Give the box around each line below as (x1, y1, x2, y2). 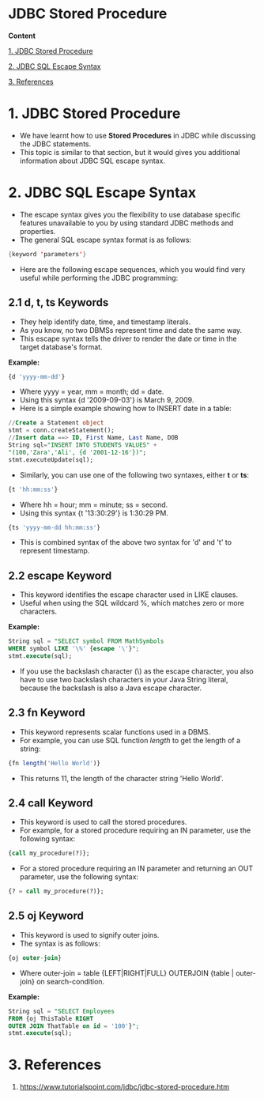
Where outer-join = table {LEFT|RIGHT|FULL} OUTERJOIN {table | (19, 968, 235, 977)
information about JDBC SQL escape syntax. (19, 156, 166, 165)
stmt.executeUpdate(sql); (8, 455, 93, 463)
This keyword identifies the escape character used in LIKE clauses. (19, 590, 239, 599)
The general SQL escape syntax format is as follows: (19, 235, 192, 244)
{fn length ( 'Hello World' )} (8, 759, 101, 767)
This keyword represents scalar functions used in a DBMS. (19, 727, 211, 736)
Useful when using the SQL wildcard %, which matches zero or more (19, 599, 245, 608)
